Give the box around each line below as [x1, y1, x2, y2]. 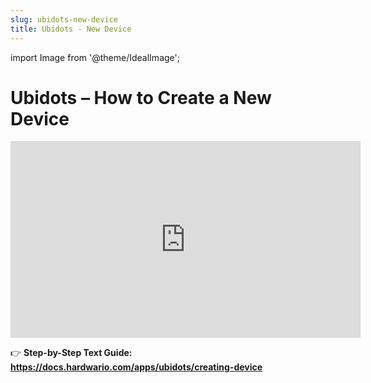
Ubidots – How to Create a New [10, 86, 272, 109]
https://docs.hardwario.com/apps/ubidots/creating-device [10, 361, 263, 373]
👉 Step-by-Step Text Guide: [10, 347, 133, 359]
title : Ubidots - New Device [10, 24, 132, 34]
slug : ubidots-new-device [10, 14, 118, 25]
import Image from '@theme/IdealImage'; [10, 51, 180, 63]
